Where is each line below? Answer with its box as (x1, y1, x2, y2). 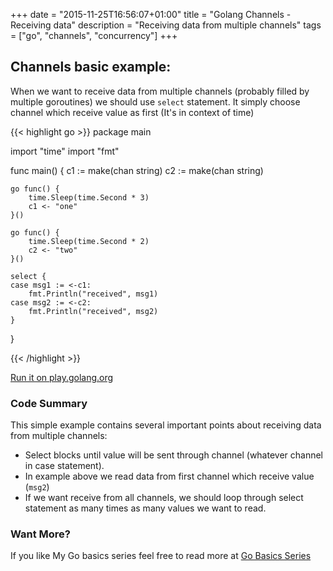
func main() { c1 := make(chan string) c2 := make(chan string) (10, 164, 264, 176)
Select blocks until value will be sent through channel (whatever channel (24, 449, 324, 461)
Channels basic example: (10, 59, 172, 76)
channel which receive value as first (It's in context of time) (10, 106, 255, 118)
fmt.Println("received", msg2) (28, 306, 159, 316)
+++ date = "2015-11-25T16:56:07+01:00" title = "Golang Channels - (10, 9, 292, 20)
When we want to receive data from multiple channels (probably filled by (10, 85, 310, 97)
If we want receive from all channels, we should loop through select (24, 492, 304, 504)
